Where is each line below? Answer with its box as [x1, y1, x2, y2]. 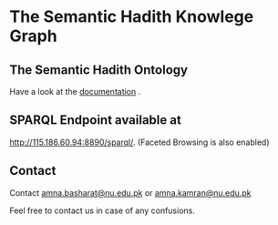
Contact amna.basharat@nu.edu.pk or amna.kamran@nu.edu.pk [9, 187, 252, 198]
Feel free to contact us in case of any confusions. [9, 205, 196, 216]
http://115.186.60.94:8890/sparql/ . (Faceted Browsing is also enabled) [9, 137, 271, 148]
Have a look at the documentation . [9, 87, 141, 97]
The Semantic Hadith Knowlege [9, 6, 254, 27]
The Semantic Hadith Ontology [9, 62, 189, 77]
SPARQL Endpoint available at [9, 112, 182, 128]
